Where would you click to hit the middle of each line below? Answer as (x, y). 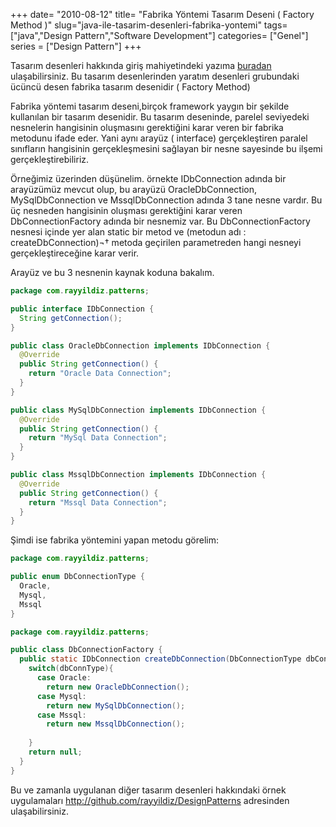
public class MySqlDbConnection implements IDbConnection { (138, 410)
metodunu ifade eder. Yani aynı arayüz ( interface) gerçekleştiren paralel (159, 138)
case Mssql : (61, 715)
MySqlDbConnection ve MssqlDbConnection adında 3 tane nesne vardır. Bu (166, 200)
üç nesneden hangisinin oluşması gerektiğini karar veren (126, 210)
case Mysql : (61, 696)
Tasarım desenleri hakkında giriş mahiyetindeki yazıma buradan (141, 65)
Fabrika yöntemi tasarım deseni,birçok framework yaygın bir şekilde (150, 106)
